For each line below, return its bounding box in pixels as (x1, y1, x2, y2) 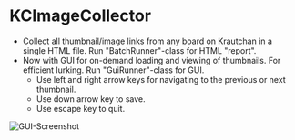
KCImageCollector (9, 5, 152, 26)
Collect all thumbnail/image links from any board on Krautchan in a (22, 35, 273, 46)
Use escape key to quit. (36, 103, 126, 114)
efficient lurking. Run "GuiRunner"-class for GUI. (22, 65, 205, 75)
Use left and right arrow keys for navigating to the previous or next (36, 74, 286, 85)
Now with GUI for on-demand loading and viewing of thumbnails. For (22, 55, 281, 65)
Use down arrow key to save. (36, 93, 146, 105)
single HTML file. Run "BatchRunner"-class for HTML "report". (22, 45, 257, 55)
